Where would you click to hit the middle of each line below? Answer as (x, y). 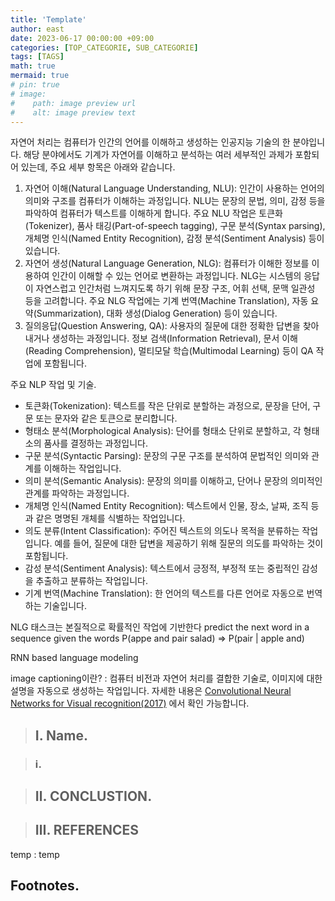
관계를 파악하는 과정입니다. (77, 493)
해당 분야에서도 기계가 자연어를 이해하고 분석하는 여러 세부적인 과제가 (158, 155)
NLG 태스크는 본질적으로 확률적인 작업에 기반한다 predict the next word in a (160, 627)
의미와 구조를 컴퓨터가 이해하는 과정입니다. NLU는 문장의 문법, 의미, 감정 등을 (175, 201)
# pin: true (35, 85)
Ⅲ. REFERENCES (87, 830)
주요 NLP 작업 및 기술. (53, 385)
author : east (37, 29)
